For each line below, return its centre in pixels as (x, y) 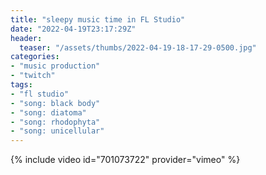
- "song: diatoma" (48, 112)
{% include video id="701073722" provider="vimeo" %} (125, 160)
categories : (35, 57)
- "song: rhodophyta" (55, 122)
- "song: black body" (55, 103)
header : (26, 38)
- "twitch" (33, 76)
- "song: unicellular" (57, 131)
